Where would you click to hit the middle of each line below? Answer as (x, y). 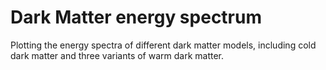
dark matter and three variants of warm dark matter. (117, 55)
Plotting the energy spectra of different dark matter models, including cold (163, 45)
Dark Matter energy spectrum (136, 17)
